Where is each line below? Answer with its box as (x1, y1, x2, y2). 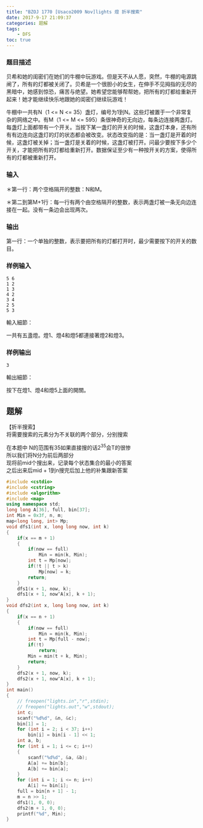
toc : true (6, 37, 31, 43)
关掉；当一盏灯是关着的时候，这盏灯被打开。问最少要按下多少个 (37, 139, 197, 146)
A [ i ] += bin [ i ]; (28, 783, 69, 789)
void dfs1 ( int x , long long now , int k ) (6, 524, 110, 530)
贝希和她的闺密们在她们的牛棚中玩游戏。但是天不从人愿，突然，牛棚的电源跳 (6, 73, 197, 80)
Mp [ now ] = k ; (38, 568, 71, 575)
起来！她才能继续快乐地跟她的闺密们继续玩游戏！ (6, 96, 128, 103)
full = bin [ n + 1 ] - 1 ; (17, 788, 77, 795)
